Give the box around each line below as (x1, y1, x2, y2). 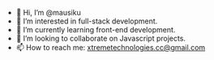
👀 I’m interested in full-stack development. (15, 16, 158, 26)
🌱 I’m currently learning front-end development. (15, 25, 176, 34)
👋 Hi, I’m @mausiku (15, 8, 81, 17)
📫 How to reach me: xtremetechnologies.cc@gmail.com (15, 43, 206, 52)
